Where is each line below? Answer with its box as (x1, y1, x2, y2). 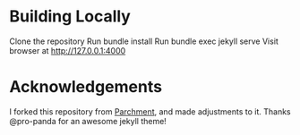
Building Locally (9, 6, 132, 27)
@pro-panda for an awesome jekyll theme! (9, 115, 167, 126)
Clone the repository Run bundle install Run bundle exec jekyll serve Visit (9, 36, 279, 46)
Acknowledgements (9, 77, 163, 97)
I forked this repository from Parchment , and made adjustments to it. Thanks (9, 105, 291, 117)
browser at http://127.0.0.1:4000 (9, 45, 126, 55)
